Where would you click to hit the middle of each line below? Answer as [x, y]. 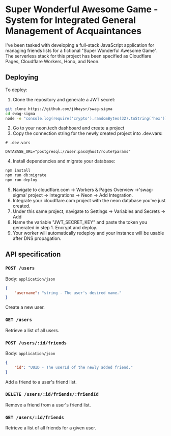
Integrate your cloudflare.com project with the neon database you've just [89, 200]
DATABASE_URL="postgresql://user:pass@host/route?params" [68, 152]
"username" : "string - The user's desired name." [68, 293]
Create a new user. [25, 307]
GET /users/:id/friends [35, 417]
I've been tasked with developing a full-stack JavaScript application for [80, 45]
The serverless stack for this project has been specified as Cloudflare [78, 56]
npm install [18, 171]
